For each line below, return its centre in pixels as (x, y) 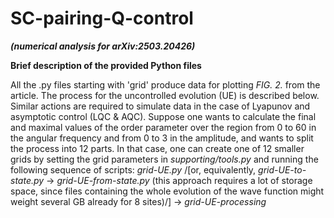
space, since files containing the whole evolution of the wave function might (167, 191)
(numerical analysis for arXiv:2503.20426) (103, 46)
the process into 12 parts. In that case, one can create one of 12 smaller (157, 148)
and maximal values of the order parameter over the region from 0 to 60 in (163, 127)
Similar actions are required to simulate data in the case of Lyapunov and (160, 106)
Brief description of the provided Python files (106, 65)
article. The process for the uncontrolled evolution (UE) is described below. (165, 95)
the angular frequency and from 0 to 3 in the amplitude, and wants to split (162, 138)
